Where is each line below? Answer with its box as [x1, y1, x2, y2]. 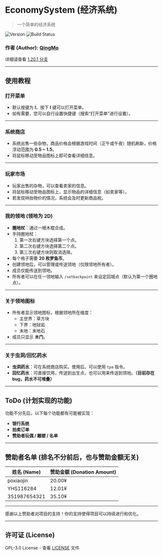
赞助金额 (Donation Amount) [50, 469, 116, 476]
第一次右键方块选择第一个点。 [19, 237, 79, 243]
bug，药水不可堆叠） [12, 376, 55, 382]
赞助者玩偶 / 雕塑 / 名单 [12, 433, 58, 439]
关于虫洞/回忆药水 [5, 352, 47, 359]
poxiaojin [7, 477, 28, 484]
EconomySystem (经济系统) [5, 4, 118, 16]
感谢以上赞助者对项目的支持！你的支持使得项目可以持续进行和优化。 [5, 511, 141, 517]
